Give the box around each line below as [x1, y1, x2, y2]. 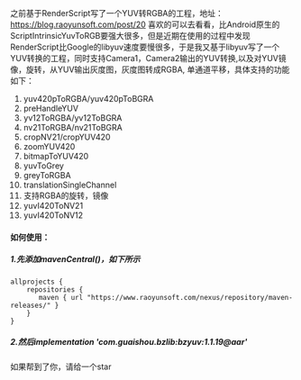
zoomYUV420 [23, 141, 76, 151]
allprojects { [10, 277, 64, 286]
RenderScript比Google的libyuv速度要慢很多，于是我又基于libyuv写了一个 [10, 41, 280, 52]
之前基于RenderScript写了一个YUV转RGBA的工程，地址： [10, 8, 224, 18]
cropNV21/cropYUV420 [23, 131, 111, 142]
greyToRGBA [23, 170, 71, 180]
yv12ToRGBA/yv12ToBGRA [23, 113, 123, 123]
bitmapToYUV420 [23, 151, 89, 161]
